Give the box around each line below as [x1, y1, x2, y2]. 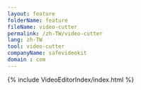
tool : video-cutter [7, 43, 65, 50]
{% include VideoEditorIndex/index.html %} [7, 75, 135, 84]
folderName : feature [7, 17, 69, 24]
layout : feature [7, 10, 55, 18]
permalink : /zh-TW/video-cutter [7, 30, 103, 37]
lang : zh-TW [7, 37, 43, 44]
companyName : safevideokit [7, 50, 87, 57]
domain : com [7, 56, 46, 63]
